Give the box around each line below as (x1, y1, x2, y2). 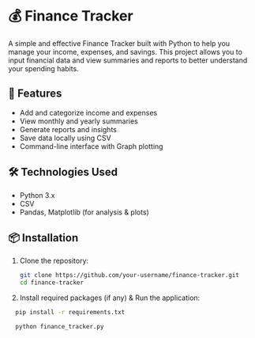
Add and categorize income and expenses (19, 108, 158, 117)
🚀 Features (8, 87, 62, 101)
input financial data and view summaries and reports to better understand (8, 55, 248, 65)
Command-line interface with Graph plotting (19, 141, 163, 151)
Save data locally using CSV (19, 133, 112, 142)
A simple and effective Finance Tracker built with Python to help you (8, 38, 231, 48)
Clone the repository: (19, 256, 89, 266)
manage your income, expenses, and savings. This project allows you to (8, 47, 243, 56)
